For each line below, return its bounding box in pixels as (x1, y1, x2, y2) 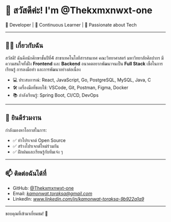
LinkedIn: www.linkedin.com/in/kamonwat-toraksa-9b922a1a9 (12, 196, 145, 202)
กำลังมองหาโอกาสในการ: (5, 127, 47, 133)
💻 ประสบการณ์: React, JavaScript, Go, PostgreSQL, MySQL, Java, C (12, 76, 151, 83)
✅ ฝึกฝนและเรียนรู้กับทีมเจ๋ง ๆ (12, 149, 63, 155)
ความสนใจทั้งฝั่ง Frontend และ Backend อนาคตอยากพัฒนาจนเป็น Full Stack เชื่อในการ (5, 61, 163, 67)
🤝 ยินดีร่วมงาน (5, 114, 42, 122)
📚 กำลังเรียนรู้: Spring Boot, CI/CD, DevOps (12, 92, 99, 98)
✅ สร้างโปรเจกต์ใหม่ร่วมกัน (12, 143, 59, 149)
